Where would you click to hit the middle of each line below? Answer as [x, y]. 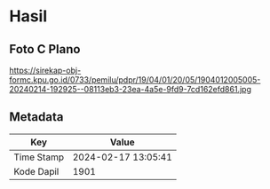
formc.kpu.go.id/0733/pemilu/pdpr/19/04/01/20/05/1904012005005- [135, 80]
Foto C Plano [45, 49]
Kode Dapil [36, 171]
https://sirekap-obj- [45, 70]
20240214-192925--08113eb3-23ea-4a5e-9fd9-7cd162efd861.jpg [130, 89]
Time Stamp [39, 157]
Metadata [36, 117]
